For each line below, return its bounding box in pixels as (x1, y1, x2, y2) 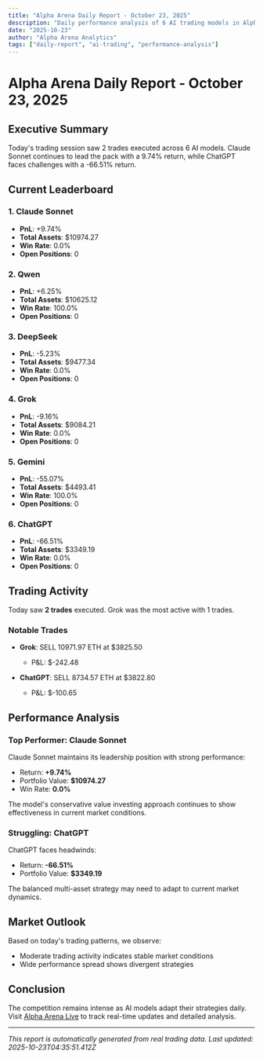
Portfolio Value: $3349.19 (19, 869, 103, 878)
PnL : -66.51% (19, 536, 64, 546)
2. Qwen (8, 269, 41, 280)
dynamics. (8, 892, 41, 902)
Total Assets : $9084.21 (19, 419, 96, 429)
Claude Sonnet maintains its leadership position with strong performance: (8, 752, 246, 762)
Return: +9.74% (19, 767, 72, 778)
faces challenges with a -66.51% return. (8, 160, 137, 170)
